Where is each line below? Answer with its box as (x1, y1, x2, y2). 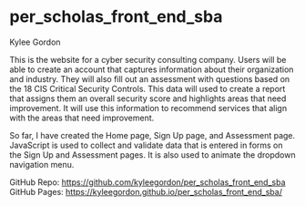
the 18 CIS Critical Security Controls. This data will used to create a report (9, 83, 286, 94)
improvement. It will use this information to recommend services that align (9, 102, 288, 113)
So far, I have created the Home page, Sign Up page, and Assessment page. (9, 129, 296, 140)
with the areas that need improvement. (9, 112, 155, 123)
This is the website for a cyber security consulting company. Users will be (9, 54, 287, 65)
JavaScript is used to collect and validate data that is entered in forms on (9, 139, 284, 150)
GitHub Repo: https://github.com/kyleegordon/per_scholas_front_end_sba (9, 176, 286, 188)
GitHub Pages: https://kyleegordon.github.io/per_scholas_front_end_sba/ (9, 186, 282, 197)
